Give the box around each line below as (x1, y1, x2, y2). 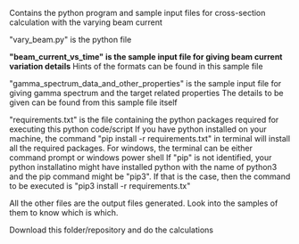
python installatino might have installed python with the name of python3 (9, 162, 278, 172)
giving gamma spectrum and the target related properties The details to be (9, 88, 284, 98)
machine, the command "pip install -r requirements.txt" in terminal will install (9, 134, 291, 143)
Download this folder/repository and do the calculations (9, 224, 214, 235)
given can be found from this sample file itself (9, 97, 179, 108)
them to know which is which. (9, 207, 119, 217)
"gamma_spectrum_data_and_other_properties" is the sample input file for (9, 78, 282, 88)
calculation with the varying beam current (9, 17, 163, 28)
